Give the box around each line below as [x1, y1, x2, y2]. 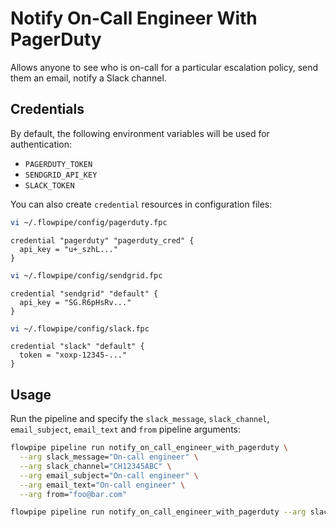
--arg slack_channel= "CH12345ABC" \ [19, 461, 172, 471]
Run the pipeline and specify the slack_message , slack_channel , [10, 413, 270, 425]
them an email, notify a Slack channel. [10, 72, 167, 84]
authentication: [10, 138, 73, 150]
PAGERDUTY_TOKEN [24, 159, 93, 169]
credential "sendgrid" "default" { [10, 288, 159, 299]
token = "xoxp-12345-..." [19, 350, 128, 361]
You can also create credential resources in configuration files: [10, 198, 273, 210]
